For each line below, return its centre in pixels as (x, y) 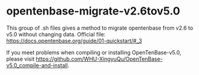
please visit (21, 59)
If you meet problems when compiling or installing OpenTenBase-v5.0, (94, 52)
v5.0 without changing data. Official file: (56, 34)
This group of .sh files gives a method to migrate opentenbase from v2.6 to (100, 28)
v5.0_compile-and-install (37, 65)
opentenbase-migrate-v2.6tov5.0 (93, 11)
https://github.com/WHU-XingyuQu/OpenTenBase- (99, 59)
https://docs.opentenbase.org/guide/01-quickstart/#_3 (74, 41)
